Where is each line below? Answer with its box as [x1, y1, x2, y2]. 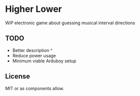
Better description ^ [12, 47, 53, 53]
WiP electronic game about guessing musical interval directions [5, 20, 136, 26]
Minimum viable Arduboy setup [12, 58, 76, 64]
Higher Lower [5, 3, 62, 15]
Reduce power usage [12, 52, 56, 58]
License [5, 72, 30, 81]
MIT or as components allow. [5, 85, 65, 91]
